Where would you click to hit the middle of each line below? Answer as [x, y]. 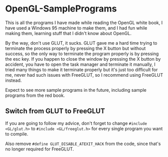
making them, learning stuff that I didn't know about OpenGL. [68, 33]
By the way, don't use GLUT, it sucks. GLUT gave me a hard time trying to [81, 43]
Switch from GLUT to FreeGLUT [55, 111]
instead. [14, 80]
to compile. [17, 134]
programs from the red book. [35, 95]
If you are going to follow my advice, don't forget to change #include [76, 123]
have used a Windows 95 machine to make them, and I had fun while [76, 28]
